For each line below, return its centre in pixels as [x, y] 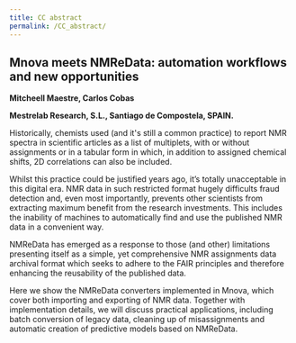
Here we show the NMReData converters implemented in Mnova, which [142, 291]
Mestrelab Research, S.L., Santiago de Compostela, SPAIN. [121, 116]
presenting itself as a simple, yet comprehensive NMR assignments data [143, 254]
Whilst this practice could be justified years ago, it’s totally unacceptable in [148, 179]
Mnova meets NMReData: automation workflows [148, 63]
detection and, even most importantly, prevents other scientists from [136, 198]
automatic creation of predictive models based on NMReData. [124, 329]
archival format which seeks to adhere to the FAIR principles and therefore [147, 264]
